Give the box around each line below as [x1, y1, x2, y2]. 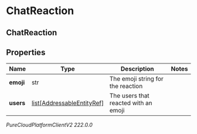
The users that [109, 92, 150, 100]
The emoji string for [109, 75, 164, 83]
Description [120, 65, 154, 73]
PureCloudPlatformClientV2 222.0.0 [6, 122, 93, 129]
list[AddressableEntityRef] [31, 99, 104, 107]
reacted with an [109, 99, 152, 107]
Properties [6, 47, 46, 57]
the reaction [109, 82, 143, 91]
